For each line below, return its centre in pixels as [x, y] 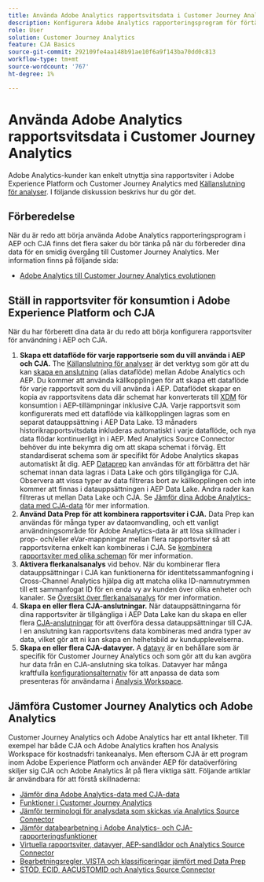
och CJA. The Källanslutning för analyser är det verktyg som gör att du [134, 364]
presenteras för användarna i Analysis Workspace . [101, 681]
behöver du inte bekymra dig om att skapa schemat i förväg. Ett [123, 447]
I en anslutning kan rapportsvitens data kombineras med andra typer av [135, 631]
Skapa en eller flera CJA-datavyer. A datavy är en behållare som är [129, 648]
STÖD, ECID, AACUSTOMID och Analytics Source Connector [117, 869]
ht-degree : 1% [31, 74]
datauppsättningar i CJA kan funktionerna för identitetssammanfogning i [136, 573]
